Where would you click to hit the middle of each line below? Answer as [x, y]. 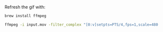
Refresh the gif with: [25, 7]
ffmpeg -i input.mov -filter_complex [43, 24]
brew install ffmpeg [26, 16]
